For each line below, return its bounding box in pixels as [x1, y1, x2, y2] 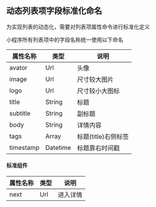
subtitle [9, 109, 31, 118]
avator [9, 63, 28, 72]
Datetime [45, 143, 72, 152]
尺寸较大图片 [76, 75, 114, 83]
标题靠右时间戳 [76, 144, 120, 152]
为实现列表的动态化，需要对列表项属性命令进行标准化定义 [6, 23, 150, 30]
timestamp [9, 143, 40, 152]
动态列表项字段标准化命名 [6, 5, 102, 16]
